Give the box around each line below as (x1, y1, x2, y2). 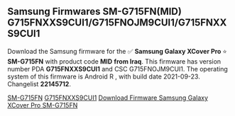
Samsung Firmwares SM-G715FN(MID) (7, 6, 182, 18)
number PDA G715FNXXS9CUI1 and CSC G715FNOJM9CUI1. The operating (7, 64, 229, 73)
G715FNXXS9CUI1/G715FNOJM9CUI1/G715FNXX (7, 17, 227, 29)
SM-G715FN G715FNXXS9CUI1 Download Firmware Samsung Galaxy (7, 93, 208, 102)
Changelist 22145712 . (7, 79, 71, 88)
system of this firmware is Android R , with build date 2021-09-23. (7, 72, 200, 81)
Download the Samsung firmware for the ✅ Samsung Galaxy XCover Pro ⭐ (7, 47, 227, 55)
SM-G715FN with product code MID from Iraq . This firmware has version (7, 57, 222, 66)
